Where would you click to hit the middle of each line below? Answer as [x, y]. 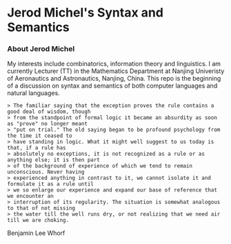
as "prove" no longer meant [48, 124]
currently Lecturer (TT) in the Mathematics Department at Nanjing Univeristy [116, 71]
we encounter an [30, 196]
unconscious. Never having [46, 172]
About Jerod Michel [41, 49]
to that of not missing [41, 208]
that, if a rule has [37, 148]
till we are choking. [38, 221]
